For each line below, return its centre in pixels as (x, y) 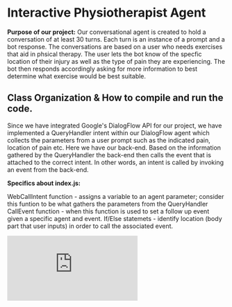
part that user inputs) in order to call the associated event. (90, 226)
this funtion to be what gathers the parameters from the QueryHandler (108, 204)
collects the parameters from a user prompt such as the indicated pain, (109, 140)
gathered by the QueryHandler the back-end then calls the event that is (109, 155)
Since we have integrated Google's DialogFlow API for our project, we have (115, 125)
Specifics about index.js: (44, 183)
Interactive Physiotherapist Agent (107, 13)
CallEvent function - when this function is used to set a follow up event (108, 211)
